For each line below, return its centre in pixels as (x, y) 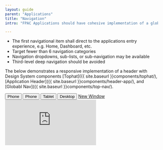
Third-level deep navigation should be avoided (58, 62)
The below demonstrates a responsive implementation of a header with (76, 71)
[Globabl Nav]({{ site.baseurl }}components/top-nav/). (59, 87)
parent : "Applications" (29, 14)
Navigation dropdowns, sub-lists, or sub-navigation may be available (81, 57)
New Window (92, 96)
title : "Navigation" (26, 18)
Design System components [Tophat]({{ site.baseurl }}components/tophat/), (81, 76)
